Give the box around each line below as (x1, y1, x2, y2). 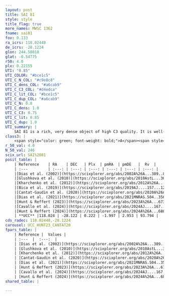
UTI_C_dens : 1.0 (5, 106, 39, 111)
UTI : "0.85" (5, 68, 30, 73)
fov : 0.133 (5, 36, 28, 41)
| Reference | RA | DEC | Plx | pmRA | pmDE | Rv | (14, 162, 156, 167)
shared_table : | (5, 279, 39, 284)
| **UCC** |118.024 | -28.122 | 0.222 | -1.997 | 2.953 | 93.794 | (14, 213, 158, 218)
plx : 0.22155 (5, 63, 33, 68)
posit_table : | (5, 157, 37, 162)
